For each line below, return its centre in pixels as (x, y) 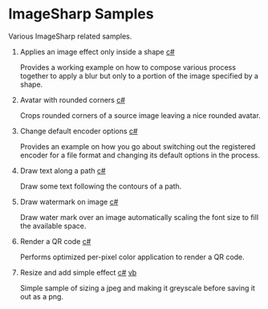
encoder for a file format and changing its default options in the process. (140, 155)
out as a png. (42, 296)
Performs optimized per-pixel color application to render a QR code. (132, 257)
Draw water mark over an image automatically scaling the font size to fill (139, 217)
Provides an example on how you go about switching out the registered (138, 146)
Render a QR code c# (55, 241)
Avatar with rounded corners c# (73, 100)
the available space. (53, 226)
